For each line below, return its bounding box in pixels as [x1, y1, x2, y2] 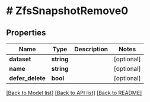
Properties [6, 28, 46, 38]
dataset [9, 55, 31, 63]
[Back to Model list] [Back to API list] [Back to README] [6, 90, 142, 96]
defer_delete [9, 74, 46, 82]
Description [74, 45, 108, 53]
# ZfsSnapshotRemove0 [6, 4, 129, 18]
